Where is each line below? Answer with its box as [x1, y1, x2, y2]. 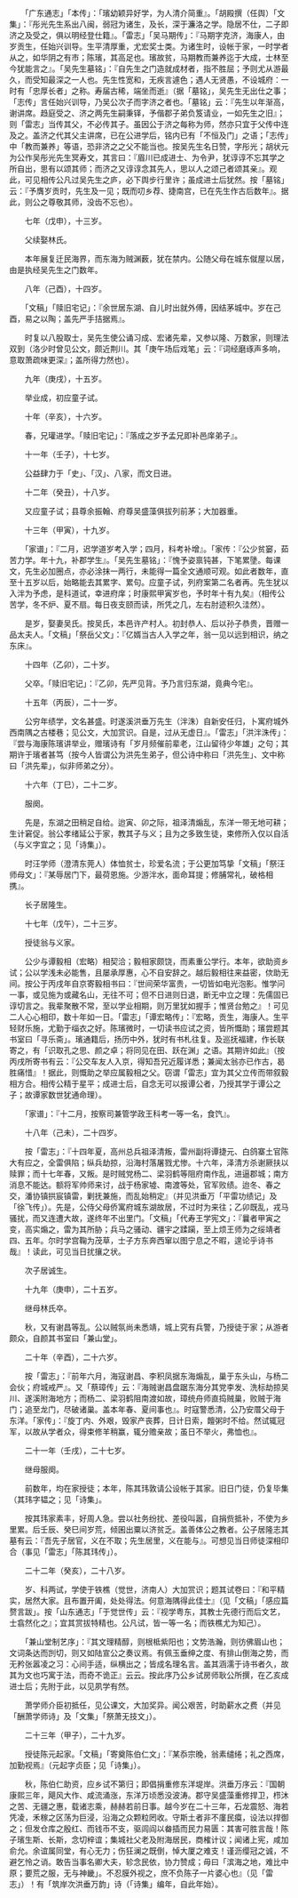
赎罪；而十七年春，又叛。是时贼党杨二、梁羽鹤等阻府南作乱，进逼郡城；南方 [9, 1169, 289, 1178]
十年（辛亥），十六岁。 [24, 412, 106, 422]
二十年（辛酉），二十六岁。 [24, 1352, 122, 1363]
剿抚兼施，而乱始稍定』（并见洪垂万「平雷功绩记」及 [86, 1191, 278, 1201]
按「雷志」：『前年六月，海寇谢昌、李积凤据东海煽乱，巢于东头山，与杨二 [24, 1371, 289, 1381]
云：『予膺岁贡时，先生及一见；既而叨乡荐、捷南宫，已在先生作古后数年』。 [9, 186, 281, 196]
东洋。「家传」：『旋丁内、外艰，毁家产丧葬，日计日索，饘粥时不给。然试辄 [9, 1415, 278, 1426]
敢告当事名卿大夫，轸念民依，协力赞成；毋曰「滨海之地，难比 [55, 1857, 281, 1867]
